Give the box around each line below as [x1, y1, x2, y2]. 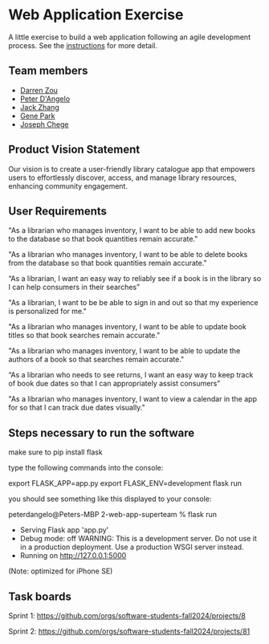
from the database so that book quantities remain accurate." [8, 259, 207, 268]
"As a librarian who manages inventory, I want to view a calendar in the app [8, 394, 257, 404]
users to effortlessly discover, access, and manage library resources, [8, 173, 237, 182]
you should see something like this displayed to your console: [8, 494, 212, 503]
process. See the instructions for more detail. [8, 40, 158, 50]
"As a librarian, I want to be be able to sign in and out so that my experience [8, 298, 259, 308]
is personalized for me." [8, 307, 87, 316]
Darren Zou [19, 85, 59, 95]
